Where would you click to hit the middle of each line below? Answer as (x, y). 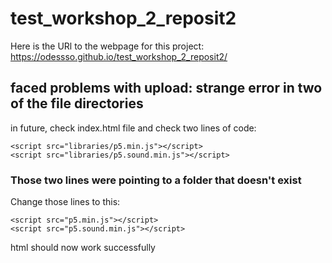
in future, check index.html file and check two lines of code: (133, 128)
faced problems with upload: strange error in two (166, 88)
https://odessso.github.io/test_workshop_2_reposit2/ (119, 56)
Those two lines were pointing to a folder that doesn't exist (156, 180)
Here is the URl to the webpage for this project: (107, 46)
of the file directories (77, 103)
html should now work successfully (83, 248)
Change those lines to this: (65, 202)
